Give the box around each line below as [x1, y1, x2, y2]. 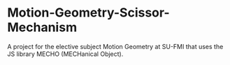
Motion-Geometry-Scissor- [7, 5, 170, 21]
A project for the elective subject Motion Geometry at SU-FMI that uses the [7, 42, 224, 50]
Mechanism [7, 19, 78, 35]
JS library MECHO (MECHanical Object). [7, 50, 124, 58]
